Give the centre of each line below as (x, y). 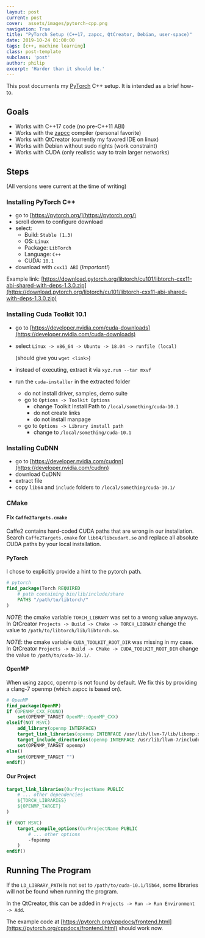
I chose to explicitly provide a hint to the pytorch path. (74, 572)
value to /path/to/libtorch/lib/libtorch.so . (63, 630)
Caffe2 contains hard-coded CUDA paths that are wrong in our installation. (100, 531)
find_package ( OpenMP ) (34, 705)
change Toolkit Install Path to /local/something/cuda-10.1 (106, 406)
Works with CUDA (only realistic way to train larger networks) (92, 153)
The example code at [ (34, 922)
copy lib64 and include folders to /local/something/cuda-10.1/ (95, 487)
